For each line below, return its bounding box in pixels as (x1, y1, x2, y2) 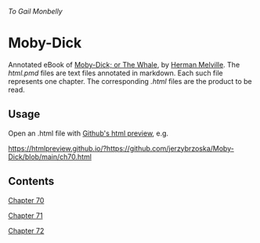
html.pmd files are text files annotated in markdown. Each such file (8, 68, 223, 78)
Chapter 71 (8, 211, 43, 220)
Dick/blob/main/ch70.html (8, 152, 92, 161)
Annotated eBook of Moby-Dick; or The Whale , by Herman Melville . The (8, 60, 240, 69)
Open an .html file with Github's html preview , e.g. (8, 129, 169, 138)
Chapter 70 (8, 195, 45, 205)
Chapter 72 (8, 226, 45, 235)
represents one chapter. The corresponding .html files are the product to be (8, 76, 252, 85)
